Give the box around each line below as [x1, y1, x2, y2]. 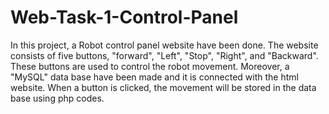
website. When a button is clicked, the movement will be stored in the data [10, 81, 317, 93]
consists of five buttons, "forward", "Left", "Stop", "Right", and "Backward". [10, 49, 319, 61]
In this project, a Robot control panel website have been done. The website [10, 39, 319, 51]
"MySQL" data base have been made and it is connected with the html [10, 71, 299, 83]
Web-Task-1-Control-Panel [10, 6, 239, 29]
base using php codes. [10, 92, 105, 104]
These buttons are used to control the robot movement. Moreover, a [10, 60, 290, 72]
